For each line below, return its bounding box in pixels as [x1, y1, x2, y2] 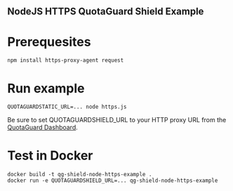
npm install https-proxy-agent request [7, 57, 124, 64]
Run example [7, 80, 85, 96]
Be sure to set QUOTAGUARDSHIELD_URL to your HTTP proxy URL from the [7, 116, 227, 124]
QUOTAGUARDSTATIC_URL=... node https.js [7, 103, 128, 111]
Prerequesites [7, 34, 91, 50]
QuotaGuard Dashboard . [7, 123, 79, 132]
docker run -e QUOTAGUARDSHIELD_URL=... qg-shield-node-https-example [7, 177, 218, 185]
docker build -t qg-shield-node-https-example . [7, 171, 152, 178]
